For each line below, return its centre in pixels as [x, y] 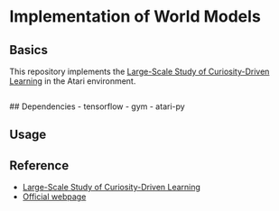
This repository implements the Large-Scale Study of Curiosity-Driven [139, 71]
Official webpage [54, 197]
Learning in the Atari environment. [73, 81]
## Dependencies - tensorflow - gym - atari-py [97, 106]
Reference [39, 165]
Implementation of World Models [135, 17]
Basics [28, 50]
